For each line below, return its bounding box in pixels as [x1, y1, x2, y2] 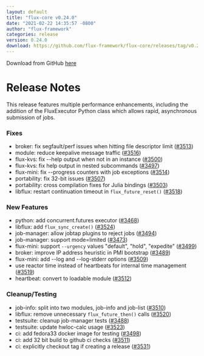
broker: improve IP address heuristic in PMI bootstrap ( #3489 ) [15, 249, 171, 256]
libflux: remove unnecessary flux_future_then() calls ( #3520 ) [15, 310, 172, 318]
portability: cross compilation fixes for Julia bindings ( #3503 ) [15, 182, 168, 189]
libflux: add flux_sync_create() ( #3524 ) [15, 223, 115, 231]
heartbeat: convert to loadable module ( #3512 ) [15, 275, 132, 282]
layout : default [6, 9, 47, 15]
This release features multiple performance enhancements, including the [6, 101, 188, 108]
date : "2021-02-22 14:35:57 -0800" [6, 20, 97, 26]
